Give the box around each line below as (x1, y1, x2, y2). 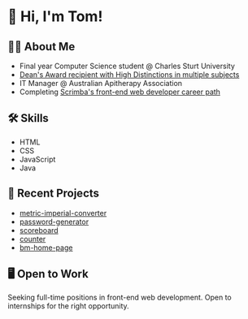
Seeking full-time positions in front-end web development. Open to (7, 292, 233, 303)
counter (19, 234, 46, 244)
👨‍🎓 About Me (7, 40, 76, 54)
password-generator (19, 217, 89, 226)
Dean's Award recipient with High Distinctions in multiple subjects (19, 70, 240, 80)
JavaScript (19, 154, 56, 164)
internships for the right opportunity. (7, 301, 129, 311)
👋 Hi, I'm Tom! (7, 7, 103, 26)
